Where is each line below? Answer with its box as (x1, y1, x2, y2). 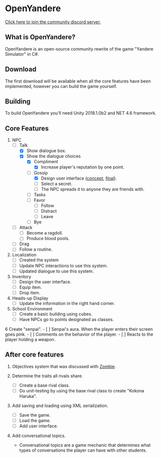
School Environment (12, 305, 52, 311)
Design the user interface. (19, 279, 72, 285)
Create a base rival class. (19, 382, 70, 388)
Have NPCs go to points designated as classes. (19, 316, 114, 322)
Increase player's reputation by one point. (41, 164, 125, 170)
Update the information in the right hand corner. (19, 300, 115, 306)
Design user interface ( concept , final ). (41, 175, 117, 181)
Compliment (33, 159, 58, 165)
